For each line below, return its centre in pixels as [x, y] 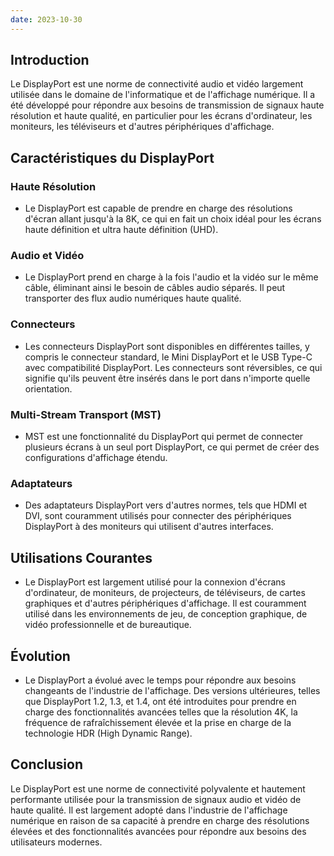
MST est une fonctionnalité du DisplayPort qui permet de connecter [164, 437]
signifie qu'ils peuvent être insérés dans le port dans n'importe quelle [167, 378]
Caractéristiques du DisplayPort [112, 157]
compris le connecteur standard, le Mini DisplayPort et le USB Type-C [168, 357]
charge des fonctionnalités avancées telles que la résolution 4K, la [161, 712]
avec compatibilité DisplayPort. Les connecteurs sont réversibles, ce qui [173, 367]
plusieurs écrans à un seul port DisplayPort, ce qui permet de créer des [172, 447]
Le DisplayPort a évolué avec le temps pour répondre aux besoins [160, 680]
